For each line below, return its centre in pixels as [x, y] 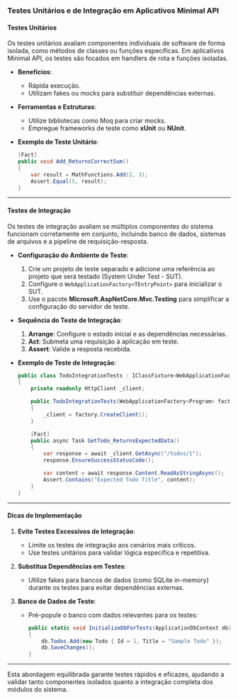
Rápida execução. [54, 86]
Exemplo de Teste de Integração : [67, 363]
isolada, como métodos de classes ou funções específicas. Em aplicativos [116, 51]
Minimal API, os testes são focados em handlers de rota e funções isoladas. [118, 58]
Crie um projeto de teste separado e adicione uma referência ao [121, 268]
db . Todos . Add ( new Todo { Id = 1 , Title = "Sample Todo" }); [132, 641]
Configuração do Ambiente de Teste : [73, 255]
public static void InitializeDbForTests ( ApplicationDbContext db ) [130, 628]
